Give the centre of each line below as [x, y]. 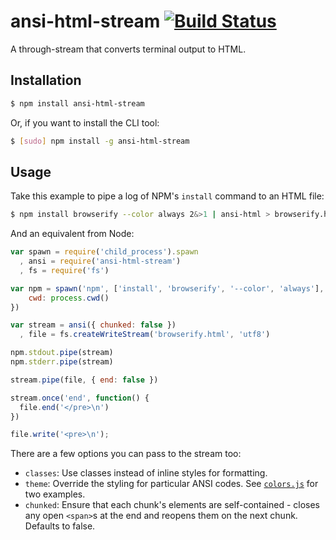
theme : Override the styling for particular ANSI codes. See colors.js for [171, 484]
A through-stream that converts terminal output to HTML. [128, 49]
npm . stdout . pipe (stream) [62, 353]
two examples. [55, 494]
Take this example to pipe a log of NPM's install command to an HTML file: [167, 196]
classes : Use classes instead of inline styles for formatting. [146, 473]
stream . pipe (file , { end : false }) [84, 380]
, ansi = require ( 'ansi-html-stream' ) [100, 261]
